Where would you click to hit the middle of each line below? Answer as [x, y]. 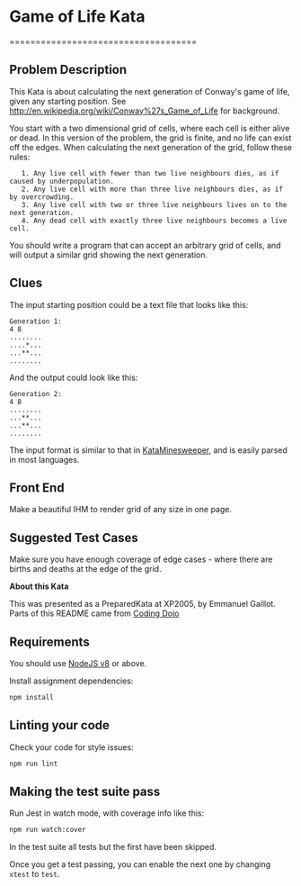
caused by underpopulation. [62, 181]
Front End [37, 488]
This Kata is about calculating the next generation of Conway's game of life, [150, 91]
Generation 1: [36, 321]
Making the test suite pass [85, 791]
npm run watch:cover [48, 830]
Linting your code [60, 725]
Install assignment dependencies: [71, 681]
